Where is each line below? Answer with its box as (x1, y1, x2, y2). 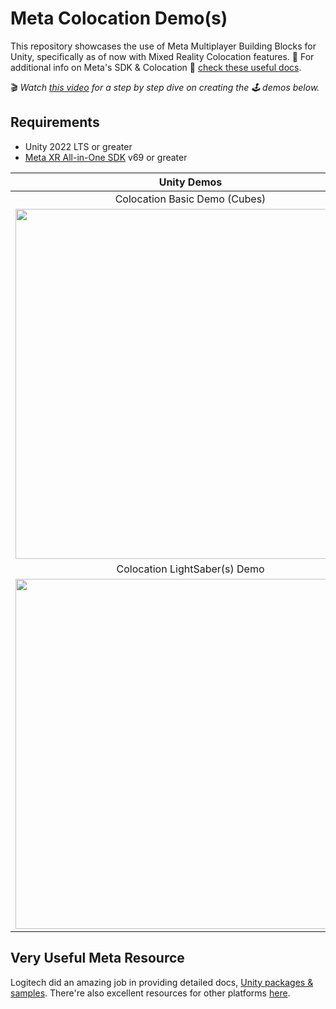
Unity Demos (158, 175, 223, 189)
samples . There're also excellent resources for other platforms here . (10, 987, 291, 999)
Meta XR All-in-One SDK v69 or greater (24, 151, 188, 163)
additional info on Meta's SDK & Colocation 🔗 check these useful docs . (10, 61, 302, 73)
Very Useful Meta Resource (10, 950, 185, 967)
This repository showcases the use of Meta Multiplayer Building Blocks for (10, 40, 317, 52)
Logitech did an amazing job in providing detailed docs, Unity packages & (10, 976, 314, 988)
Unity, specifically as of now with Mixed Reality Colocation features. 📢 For (10, 50, 315, 62)
